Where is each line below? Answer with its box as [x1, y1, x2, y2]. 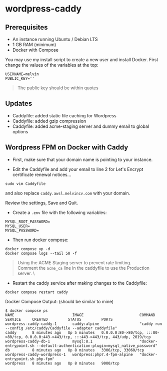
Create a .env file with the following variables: [12, 209, 107, 216]
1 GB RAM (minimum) [12, 42, 56, 48]
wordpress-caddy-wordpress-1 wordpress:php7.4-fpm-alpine [5, 352, 133, 357]
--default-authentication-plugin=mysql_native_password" [36, 343, 157, 348]
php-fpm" [36, 356, 55, 361]
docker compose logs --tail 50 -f [5, 251, 77, 256]
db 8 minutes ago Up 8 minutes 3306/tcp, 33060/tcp [5, 347, 144, 352]
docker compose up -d [5, 246, 50, 251]
